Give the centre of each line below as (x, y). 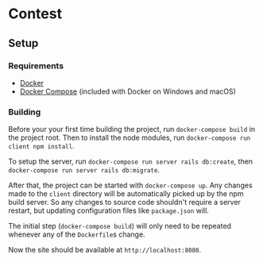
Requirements (36, 66)
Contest (35, 14)
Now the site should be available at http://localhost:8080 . (105, 250)
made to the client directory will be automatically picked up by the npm (126, 194)
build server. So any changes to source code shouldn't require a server (124, 202)
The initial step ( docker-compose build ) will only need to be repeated (120, 226)
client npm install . (41, 146)
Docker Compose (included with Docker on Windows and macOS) (128, 91)
